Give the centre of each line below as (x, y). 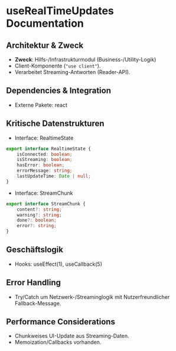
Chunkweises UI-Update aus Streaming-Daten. (72, 336)
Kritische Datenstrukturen (55, 123)
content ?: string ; (39, 209)
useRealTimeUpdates (60, 11)
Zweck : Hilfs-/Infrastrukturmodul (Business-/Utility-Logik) (85, 59)
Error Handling (33, 283)
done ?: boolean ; (37, 220)
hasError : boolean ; (41, 165)
